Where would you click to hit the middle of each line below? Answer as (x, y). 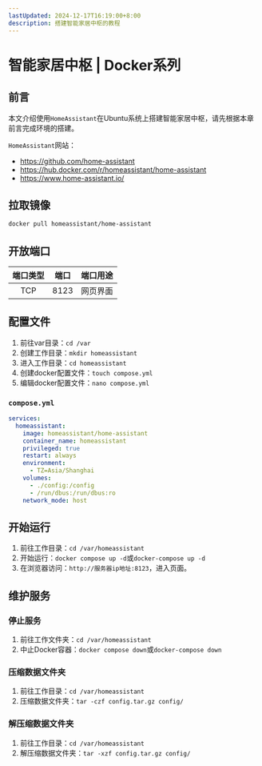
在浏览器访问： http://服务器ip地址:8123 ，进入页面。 (105, 568)
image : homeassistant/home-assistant (85, 433)
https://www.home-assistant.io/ (72, 178)
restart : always (50, 456)
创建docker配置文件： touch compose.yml (86, 372)
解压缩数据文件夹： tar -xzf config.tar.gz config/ (105, 752)
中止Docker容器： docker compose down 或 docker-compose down (121, 650)
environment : (44, 463)
